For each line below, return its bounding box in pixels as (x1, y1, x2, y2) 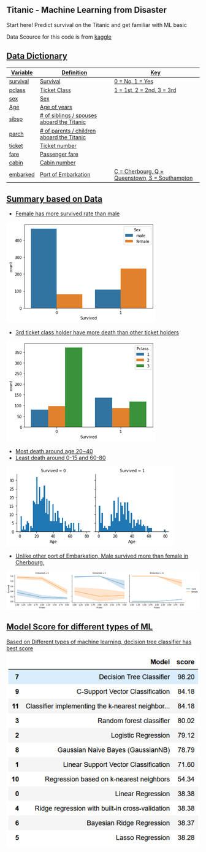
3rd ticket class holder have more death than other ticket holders (15, 328, 179, 336)
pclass (9, 86, 26, 94)
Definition (61, 69, 88, 76)
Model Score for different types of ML (6, 622, 153, 632)
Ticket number (39, 142, 77, 149)
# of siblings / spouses (39, 112, 97, 119)
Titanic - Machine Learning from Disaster (6, 5, 167, 15)
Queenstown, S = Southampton (114, 174, 193, 182)
